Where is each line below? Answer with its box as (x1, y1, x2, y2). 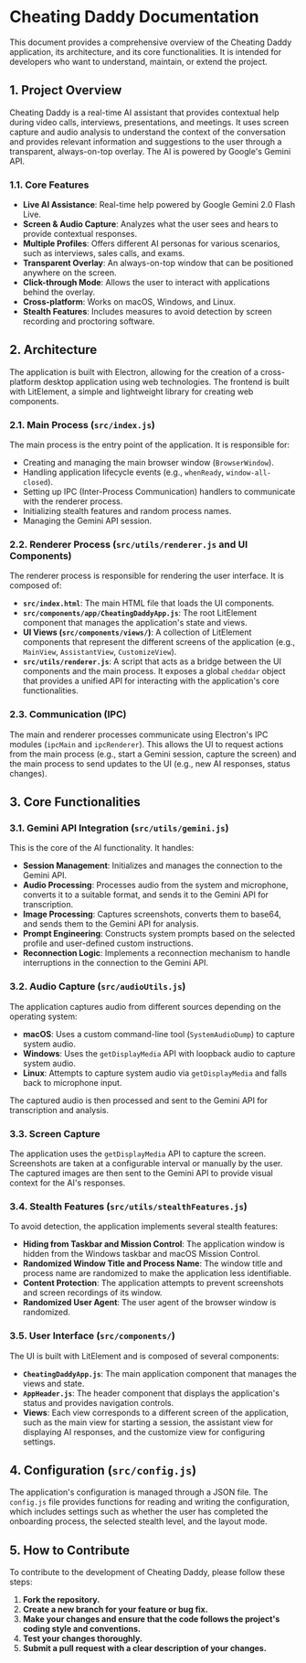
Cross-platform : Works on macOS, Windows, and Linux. (22, 296, 236, 307)
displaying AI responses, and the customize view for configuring (22, 1426, 265, 1437)
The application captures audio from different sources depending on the (9, 1001, 281, 1012)
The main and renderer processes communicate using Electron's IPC (9, 729, 269, 740)
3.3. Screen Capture (9, 1127, 100, 1140)
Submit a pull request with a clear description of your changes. (22, 1643, 267, 1654)
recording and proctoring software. (22, 316, 155, 327)
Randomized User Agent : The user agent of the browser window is (22, 1297, 277, 1308)
